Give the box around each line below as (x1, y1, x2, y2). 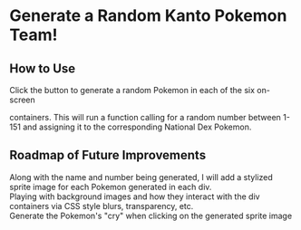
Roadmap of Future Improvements (9, 148, 207, 163)
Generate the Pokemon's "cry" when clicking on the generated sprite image (9, 210, 293, 221)
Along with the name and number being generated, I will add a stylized (9, 171, 274, 182)
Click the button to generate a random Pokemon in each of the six (9, 85, 256, 95)
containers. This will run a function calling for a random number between (9, 112, 281, 122)
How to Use (9, 61, 76, 76)
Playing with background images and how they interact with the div (9, 191, 260, 202)
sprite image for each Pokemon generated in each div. (9, 181, 212, 192)
